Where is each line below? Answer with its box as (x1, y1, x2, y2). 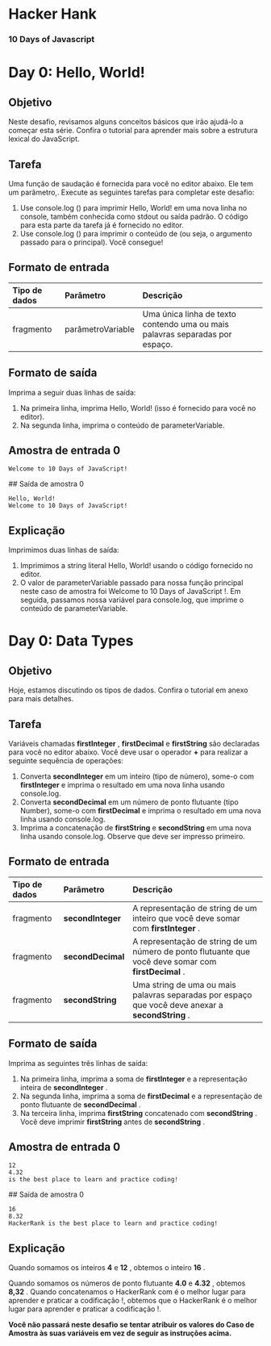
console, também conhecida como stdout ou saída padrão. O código (19, 211, 248, 221)
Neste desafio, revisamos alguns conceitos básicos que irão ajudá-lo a (8, 117, 244, 127)
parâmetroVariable (64, 324, 135, 335)
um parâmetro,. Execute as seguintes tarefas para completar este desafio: (8, 187, 255, 197)
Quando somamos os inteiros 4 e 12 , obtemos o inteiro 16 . (8, 1263, 206, 1273)
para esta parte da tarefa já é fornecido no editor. (19, 219, 184, 230)
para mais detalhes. (8, 694, 74, 704)
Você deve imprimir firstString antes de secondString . (19, 1117, 206, 1127)
